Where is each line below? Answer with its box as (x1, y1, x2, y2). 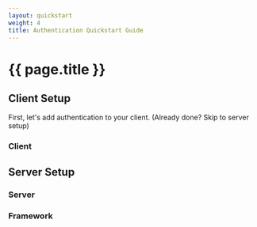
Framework (8, 210, 53, 221)
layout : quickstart (8, 11, 73, 20)
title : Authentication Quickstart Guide (8, 26, 144, 34)
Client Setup (8, 92, 71, 105)
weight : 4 (8, 19, 41, 27)
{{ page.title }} (8, 60, 106, 78)
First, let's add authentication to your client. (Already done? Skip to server (8, 112, 250, 123)
